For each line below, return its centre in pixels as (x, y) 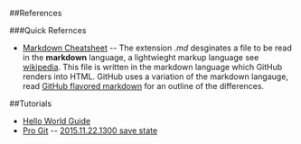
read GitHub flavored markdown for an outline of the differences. (143, 86)
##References (36, 13)
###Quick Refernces (48, 30)
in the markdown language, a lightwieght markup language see (141, 57)
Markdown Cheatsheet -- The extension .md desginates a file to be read (157, 48)
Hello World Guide (56, 121)
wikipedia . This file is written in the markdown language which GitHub (152, 67)
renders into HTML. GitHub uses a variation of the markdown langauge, (155, 76)
